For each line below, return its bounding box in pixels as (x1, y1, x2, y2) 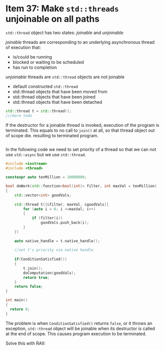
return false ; (14, 284, 43, 289)
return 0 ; (10, 307, 30, 312)
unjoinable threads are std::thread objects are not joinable (5, 74, 125, 80)
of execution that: (5, 44, 41, 50)
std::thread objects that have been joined (12, 94, 96, 100)
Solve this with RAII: (5, 340, 46, 346)
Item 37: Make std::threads (5, 3, 119, 14)
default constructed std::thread (12, 83, 78, 89)
